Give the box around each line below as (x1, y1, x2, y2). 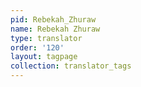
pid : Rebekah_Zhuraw (10, 14, 97, 25)
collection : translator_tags (10, 61, 132, 71)
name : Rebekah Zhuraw (10, 24, 101, 34)
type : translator (10, 33, 83, 43)
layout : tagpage (10, 52, 78, 62)
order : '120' (10, 42, 65, 53)
